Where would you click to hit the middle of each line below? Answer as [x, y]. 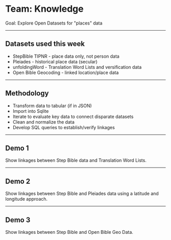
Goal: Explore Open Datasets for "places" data [54, 23]
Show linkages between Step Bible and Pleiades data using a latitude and [82, 194]
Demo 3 [18, 220]
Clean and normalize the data [44, 122]
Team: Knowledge [45, 9]
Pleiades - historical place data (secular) [55, 61]
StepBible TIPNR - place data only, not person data [66, 56]
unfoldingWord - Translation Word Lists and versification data [77, 67]
